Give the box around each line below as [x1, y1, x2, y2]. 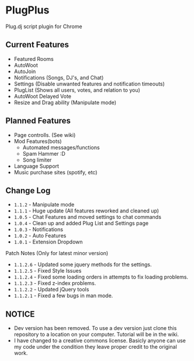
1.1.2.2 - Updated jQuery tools [13, 286, 89, 293]
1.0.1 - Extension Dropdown [13, 238, 83, 246]
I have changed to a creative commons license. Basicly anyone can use [13, 337, 186, 344]
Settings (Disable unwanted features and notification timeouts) [13, 80, 165, 87]
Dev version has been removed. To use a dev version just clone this [13, 325, 177, 332]
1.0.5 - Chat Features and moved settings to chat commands [13, 214, 162, 221]
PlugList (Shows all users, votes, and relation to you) [13, 86, 141, 94]
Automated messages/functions [22, 144, 100, 151]
